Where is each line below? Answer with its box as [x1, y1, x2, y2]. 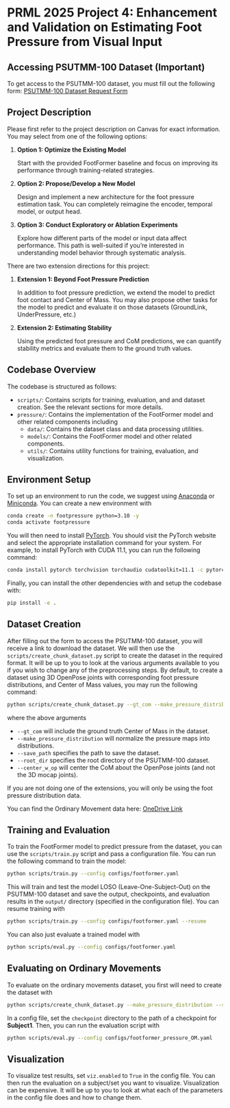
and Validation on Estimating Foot [7, 19, 203, 35]
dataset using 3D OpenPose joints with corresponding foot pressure [7, 673, 199, 681]
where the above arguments [7, 713, 87, 722]
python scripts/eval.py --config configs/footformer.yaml [7, 944, 176, 951]
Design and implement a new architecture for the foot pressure [16, 192, 195, 200]
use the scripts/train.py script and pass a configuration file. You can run [7, 850, 216, 858]
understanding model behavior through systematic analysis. [16, 249, 186, 257]
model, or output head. [16, 207, 82, 216]
